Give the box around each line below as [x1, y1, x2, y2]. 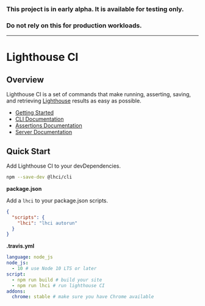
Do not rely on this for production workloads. [6, 21, 142, 29]
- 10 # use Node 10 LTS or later [12, 266, 97, 272]
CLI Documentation [15, 115, 64, 123]
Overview [6, 74, 45, 85]
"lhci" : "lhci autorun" [17, 220, 78, 226]
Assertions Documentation [15, 122, 82, 129]
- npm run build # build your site [12, 277, 103, 283]
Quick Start [6, 146, 51, 157]
